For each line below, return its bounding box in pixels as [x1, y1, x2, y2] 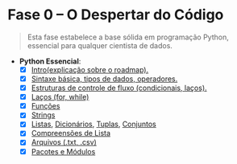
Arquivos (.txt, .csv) [31, 137, 98, 147]
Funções [31, 101, 60, 111]
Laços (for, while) [31, 92, 89, 102]
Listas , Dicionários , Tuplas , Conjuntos [31, 119, 156, 129]
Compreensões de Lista [31, 129, 110, 138]
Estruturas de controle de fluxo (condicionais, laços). [31, 83, 207, 93]
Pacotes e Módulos [31, 146, 96, 156]
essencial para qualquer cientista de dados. [27, 40, 173, 50]
